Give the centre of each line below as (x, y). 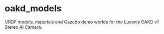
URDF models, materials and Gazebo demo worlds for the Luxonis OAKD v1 (82, 22)
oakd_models (33, 8)
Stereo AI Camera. (24, 27)
